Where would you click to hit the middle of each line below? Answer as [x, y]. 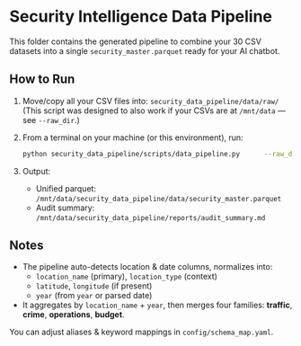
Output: [36, 171]
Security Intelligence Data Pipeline [141, 17]
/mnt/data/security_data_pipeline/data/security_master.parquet [159, 199]
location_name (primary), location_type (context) [127, 277]
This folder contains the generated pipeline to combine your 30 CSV [136, 41]
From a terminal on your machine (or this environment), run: [133, 138]
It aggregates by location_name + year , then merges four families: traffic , [157, 305]
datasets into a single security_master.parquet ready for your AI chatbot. [145, 50]
